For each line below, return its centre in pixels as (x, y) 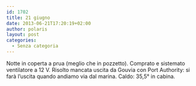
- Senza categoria (35, 46)
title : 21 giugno (28, 18)
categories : (21, 40)
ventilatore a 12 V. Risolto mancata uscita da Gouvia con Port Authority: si (98, 70)
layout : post (23, 35)
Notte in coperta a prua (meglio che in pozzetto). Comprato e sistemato (96, 63)
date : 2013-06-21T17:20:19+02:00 (49, 23)
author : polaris (27, 29)
